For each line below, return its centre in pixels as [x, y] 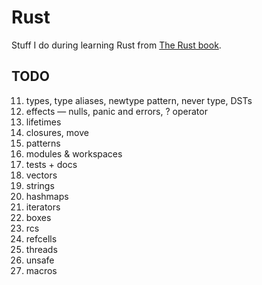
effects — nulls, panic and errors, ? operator [116, 111]
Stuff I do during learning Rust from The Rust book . [116, 45]
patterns [43, 143]
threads [41, 249]
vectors [41, 175]
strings [40, 185]
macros [41, 270]
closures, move [57, 132]
